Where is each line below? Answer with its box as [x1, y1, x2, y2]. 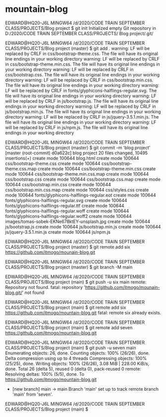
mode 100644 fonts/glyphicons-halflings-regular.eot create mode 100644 [5, 192, 156, 198]
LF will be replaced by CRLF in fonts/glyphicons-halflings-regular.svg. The [5, 87, 157, 93]
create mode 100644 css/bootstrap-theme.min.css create [37, 165, 156, 172]
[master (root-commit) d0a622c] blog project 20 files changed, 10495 [5, 150, 148, 156]
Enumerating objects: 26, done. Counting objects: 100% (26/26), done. [5, 350, 150, 356]
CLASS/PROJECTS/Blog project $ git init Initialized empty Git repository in [5, 25, 156, 31]
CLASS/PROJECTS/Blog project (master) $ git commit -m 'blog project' [5, 144, 151, 150]
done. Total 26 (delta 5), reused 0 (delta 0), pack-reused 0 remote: [5, 366, 141, 372]
